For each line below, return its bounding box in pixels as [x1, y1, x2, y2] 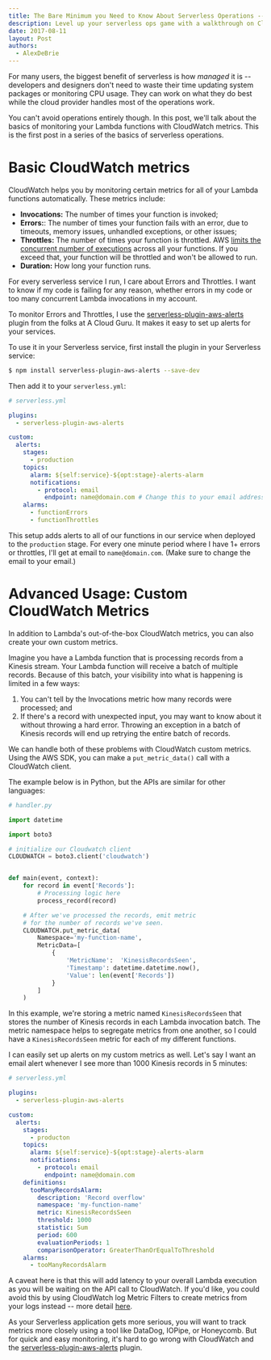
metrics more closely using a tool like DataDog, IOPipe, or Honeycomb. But [8, 1326, 257, 1336]
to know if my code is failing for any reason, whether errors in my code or [8, 284, 252, 295]
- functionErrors [29, 508, 89, 517]
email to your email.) [8, 556, 77, 566]
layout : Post [8, 34, 52, 43]
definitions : [23, 1178, 67, 1186]
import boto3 [8, 830, 52, 839]
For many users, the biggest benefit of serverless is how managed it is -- [8, 72, 252, 81]
